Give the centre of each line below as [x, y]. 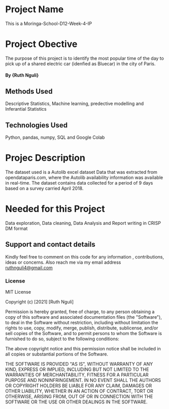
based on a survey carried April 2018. [44, 188]
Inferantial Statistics [26, 109]
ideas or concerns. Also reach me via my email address [63, 262]
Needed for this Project [55, 209]
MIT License [18, 292]
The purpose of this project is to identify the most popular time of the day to [84, 58]
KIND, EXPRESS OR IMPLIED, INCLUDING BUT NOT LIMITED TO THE [77, 369]
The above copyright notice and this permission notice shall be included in [83, 349]
